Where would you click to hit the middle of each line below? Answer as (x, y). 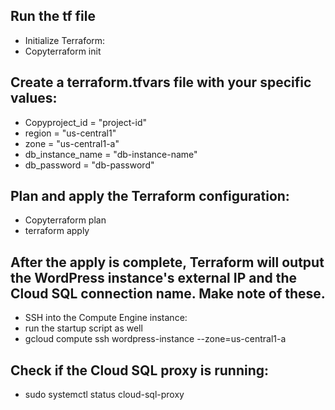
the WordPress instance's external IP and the (154, 277)
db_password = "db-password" (89, 165)
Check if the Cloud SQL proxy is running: (140, 370)
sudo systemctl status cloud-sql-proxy (104, 395)
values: (34, 98)
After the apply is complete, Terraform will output (167, 262)
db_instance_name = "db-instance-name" (111, 154)
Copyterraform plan (65, 220)
